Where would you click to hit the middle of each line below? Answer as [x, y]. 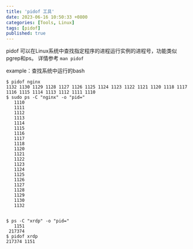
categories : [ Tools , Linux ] [40, 22]
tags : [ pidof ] [23, 28]
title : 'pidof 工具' [30, 11]
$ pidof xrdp [22, 237]
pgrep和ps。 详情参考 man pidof [45, 58]
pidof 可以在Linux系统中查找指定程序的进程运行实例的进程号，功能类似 [92, 51]
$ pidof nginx [23, 82]
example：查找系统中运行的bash [45, 71]
